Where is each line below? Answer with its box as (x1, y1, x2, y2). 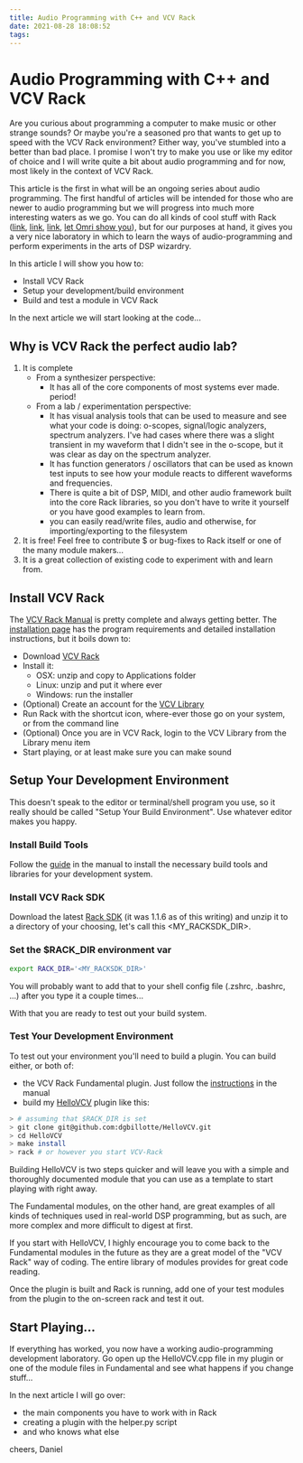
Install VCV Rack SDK (9, 891, 106, 903)
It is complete (22, 363, 74, 374)
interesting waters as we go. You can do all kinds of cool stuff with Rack (9, 212, 277, 223)
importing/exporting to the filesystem (49, 525, 188, 537)
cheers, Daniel (9, 1444, 63, 1454)
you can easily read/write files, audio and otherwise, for (49, 516, 257, 527)
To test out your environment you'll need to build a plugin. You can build (9, 1051, 277, 1061)
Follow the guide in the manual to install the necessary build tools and (9, 859, 269, 870)
